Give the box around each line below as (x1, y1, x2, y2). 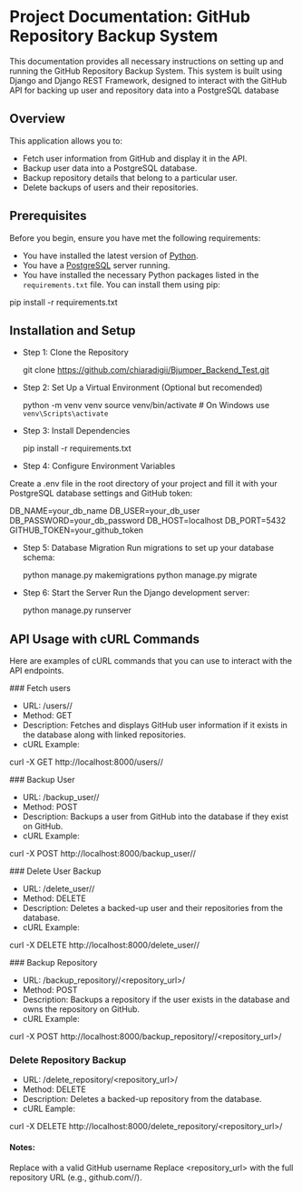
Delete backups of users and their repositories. (22, 182, 199, 193)
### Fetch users (9, 683, 71, 694)
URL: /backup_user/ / (22, 792, 100, 803)
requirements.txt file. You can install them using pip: (22, 279, 220, 290)
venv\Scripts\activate (22, 409, 109, 419)
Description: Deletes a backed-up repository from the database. (22, 1094, 262, 1105)
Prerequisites (9, 208, 87, 224)
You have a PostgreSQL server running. (22, 259, 170, 270)
